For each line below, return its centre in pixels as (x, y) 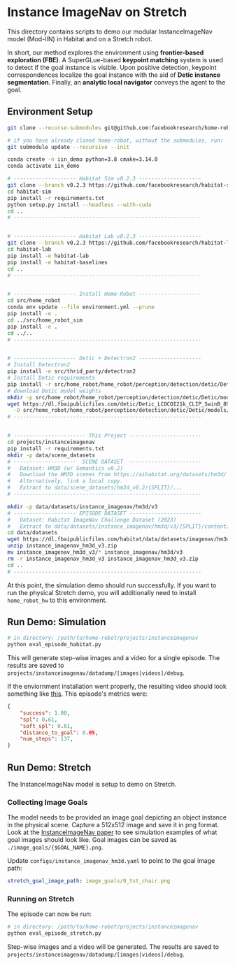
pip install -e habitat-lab (48, 256)
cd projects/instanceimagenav (51, 442)
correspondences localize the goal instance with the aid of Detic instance (114, 75)
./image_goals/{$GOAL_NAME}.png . (55, 848)
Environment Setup (50, 112)
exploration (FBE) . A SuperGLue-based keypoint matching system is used (115, 59)
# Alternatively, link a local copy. (65, 481)
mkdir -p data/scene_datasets (51, 455)
